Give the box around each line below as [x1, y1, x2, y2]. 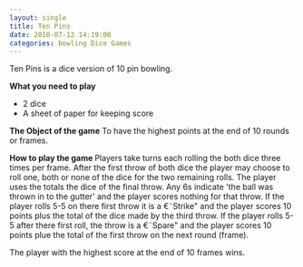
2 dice [22, 99, 47, 110]
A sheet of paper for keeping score [22, 108, 154, 119]
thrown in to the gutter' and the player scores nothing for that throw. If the [9, 191, 285, 202]
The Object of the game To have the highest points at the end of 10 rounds [9, 126, 290, 137]
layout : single [9, 13, 67, 23]
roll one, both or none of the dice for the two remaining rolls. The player [9, 172, 277, 183]
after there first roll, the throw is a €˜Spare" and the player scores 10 [16, 220, 272, 231]
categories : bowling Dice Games [9, 38, 132, 48]
